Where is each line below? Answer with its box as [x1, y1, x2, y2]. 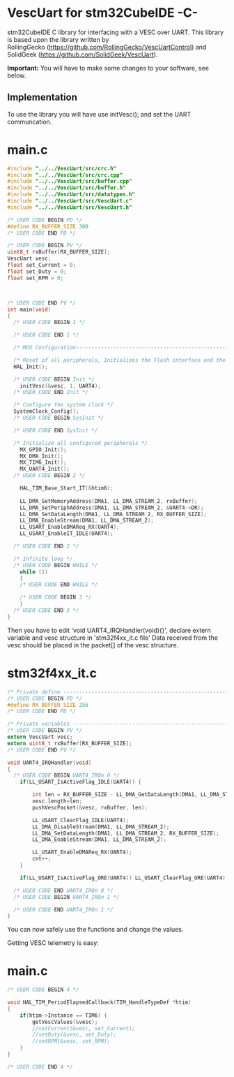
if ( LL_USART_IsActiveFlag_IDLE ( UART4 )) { [19, 779, 141, 786]
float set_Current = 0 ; [7, 262, 77, 269]
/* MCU [13, 344, 33, 351]
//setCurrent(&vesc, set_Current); [32, 1025, 136, 1032]
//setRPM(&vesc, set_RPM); [32, 1038, 111, 1045]
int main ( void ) [7, 306, 52, 313]
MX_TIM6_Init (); [19, 459, 68, 466]
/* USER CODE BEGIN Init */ [13, 376, 95, 383]
